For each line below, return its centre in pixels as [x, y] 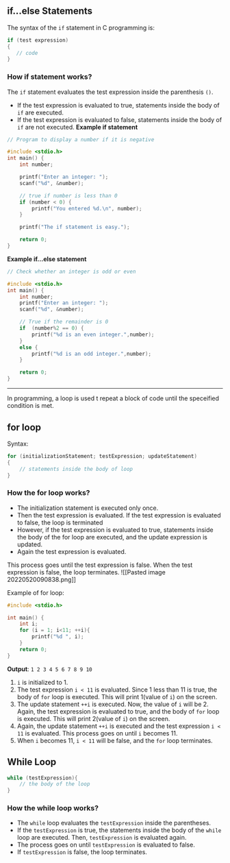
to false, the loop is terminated [60, 522]
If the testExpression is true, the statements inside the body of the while [119, 830]
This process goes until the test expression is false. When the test [100, 565]
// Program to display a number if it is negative [81, 139]
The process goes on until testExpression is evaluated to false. [106, 845]
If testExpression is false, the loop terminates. [82, 852]
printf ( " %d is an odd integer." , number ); [92, 354]
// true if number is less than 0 [68, 195]
